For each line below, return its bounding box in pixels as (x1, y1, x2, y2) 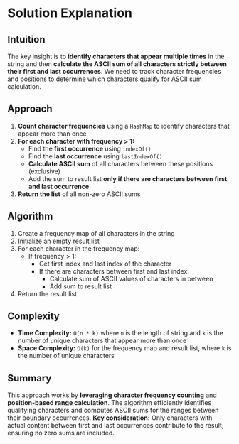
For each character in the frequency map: (17, 244, 140, 253)
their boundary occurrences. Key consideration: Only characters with (7, 413, 213, 422)
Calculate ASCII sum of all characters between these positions (28, 159, 213, 168)
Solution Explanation (7, 5, 133, 21)
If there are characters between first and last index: (38, 266, 190, 275)
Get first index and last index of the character (38, 259, 172, 268)
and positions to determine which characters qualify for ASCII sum (7, 75, 202, 83)
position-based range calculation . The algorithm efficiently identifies (7, 399, 212, 407)
